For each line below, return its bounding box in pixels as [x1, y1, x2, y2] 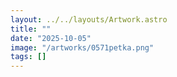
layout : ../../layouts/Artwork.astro [10, 14, 168, 25]
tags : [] [10, 52, 47, 62]
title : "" [10, 24, 52, 34]
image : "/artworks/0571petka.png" [10, 42, 155, 53]
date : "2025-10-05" [10, 33, 92, 43]
